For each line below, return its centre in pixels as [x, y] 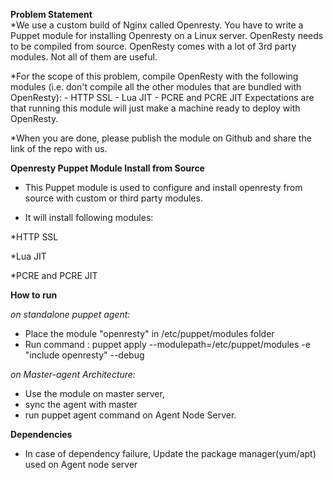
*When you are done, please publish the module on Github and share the [161, 138]
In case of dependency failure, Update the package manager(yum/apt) [170, 453]
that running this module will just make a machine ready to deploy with [155, 108]
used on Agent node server [81, 464]
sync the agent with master [81, 404]
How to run [34, 295]
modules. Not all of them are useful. [84, 57]
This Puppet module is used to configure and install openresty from [163, 187]
